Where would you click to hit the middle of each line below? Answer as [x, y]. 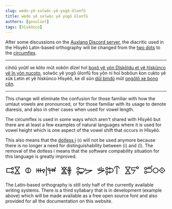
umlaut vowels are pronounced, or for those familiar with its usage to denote [86, 104]
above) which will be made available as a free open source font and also [81, 196]
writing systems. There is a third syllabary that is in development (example [84, 190]
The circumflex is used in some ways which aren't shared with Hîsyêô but [83, 120]
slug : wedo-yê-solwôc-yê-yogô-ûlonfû [46, 11]
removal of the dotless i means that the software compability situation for [82, 151]
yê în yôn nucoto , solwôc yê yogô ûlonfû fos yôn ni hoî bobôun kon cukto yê [86, 73]
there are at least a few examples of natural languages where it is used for [83, 125]
